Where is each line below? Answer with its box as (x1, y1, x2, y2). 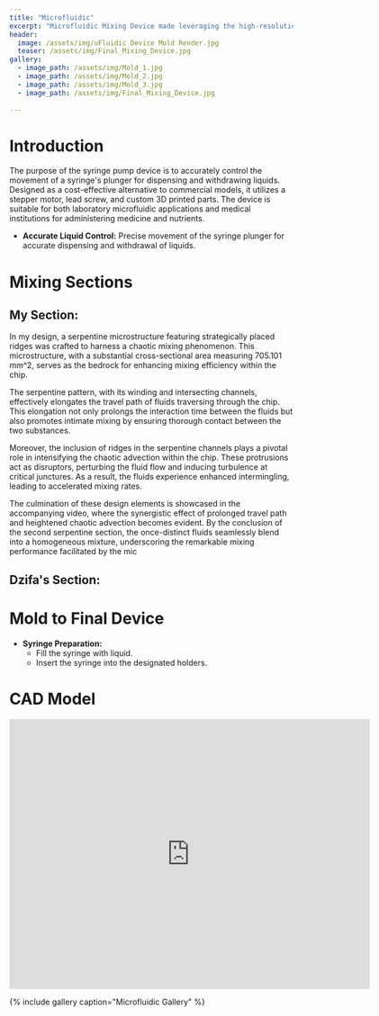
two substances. (9, 425, 71, 436)
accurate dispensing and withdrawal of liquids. (22, 240, 196, 251)
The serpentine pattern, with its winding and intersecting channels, (9, 387, 258, 398)
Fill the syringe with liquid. (35, 647, 133, 658)
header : (9, 30, 39, 39)
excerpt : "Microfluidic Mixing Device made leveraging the (9, 22, 236, 31)
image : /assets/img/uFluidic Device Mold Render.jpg (17, 38, 220, 48)
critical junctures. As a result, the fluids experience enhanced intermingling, (9, 472, 290, 482)
